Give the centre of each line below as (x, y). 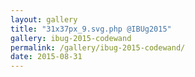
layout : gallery (44, 19)
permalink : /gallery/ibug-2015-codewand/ (98, 47)
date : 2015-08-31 (46, 57)
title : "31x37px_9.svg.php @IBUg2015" (91, 29)
